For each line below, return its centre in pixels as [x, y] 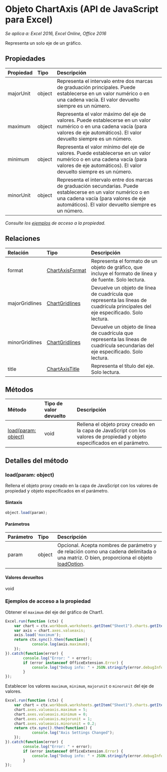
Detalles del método [37, 460]
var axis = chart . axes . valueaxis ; [50, 631]
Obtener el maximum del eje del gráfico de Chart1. [54, 612]
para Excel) [29, 20]
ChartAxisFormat [66, 270]
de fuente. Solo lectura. [118, 280]
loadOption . [71, 564]
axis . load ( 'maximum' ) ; [38, 635]
